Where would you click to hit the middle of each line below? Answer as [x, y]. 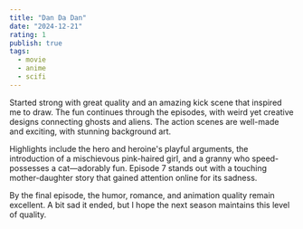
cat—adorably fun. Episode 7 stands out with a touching [162, 167]
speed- [265, 158]
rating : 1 [28, 34]
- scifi [32, 77]
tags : [19, 52]
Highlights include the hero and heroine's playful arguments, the [129, 148]
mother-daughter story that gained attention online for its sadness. [133, 177]
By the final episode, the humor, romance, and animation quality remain [142, 195]
